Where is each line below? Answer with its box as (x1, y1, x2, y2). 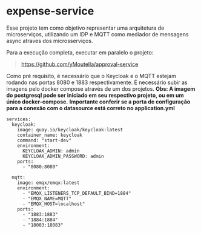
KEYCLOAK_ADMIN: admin (22, 148, 80, 154)
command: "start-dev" (17, 137, 71, 143)
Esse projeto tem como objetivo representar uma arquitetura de (6, 24, 165, 31)
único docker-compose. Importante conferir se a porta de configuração (6, 98, 191, 105)
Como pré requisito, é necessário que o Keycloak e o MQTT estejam (6, 72, 177, 79)
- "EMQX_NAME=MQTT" (22, 195, 71, 202)
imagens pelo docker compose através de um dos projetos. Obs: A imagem (6, 85, 196, 92)
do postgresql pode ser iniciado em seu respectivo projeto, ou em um (6, 91, 184, 99)
